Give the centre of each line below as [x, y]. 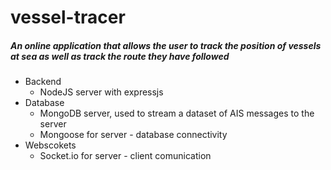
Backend [43, 82]
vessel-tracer [68, 17]
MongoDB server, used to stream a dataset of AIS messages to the [177, 113]
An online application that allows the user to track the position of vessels [166, 45]
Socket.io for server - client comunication [125, 156]
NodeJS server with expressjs [101, 92]
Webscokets [50, 145]
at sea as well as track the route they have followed [120, 56]
